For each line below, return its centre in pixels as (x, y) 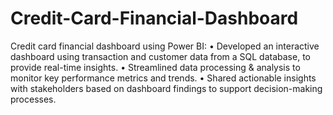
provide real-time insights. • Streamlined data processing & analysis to (155, 67)
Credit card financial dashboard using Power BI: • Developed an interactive (165, 46)
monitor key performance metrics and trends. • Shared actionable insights (163, 78)
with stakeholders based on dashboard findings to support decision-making (166, 88)
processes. (33, 99)
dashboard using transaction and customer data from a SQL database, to (160, 56)
